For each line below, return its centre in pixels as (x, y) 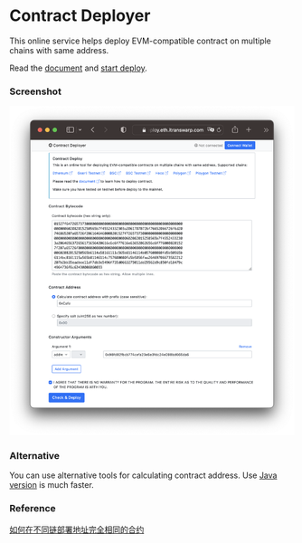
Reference (33, 509)
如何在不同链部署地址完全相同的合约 (77, 529)
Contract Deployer (80, 16)
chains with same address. (59, 50)
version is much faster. (52, 485)
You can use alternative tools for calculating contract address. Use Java (143, 475)
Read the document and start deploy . (78, 68)
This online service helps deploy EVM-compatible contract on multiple (140, 41)
